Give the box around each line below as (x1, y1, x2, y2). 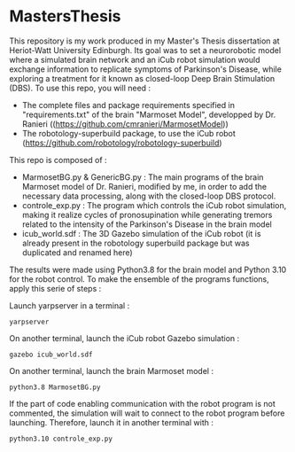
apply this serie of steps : (9, 283, 102, 293)
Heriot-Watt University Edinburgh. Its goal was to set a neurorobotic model (9, 44, 282, 55)
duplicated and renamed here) (21, 246, 133, 258)
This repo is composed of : (9, 154, 108, 165)
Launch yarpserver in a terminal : (9, 300, 130, 311)
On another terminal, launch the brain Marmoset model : (9, 365, 214, 376)
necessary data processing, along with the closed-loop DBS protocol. (21, 191, 276, 201)
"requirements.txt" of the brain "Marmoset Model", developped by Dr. (21, 109, 276, 120)
